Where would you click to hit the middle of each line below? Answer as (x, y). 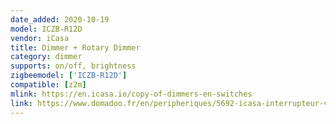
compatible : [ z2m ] (48, 85)
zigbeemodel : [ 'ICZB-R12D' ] (69, 76)
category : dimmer (46, 57)
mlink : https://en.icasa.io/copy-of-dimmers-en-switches (131, 94)
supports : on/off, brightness (73, 66)
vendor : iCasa (40, 38)
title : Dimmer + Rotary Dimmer (75, 47)
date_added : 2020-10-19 (60, 19)
